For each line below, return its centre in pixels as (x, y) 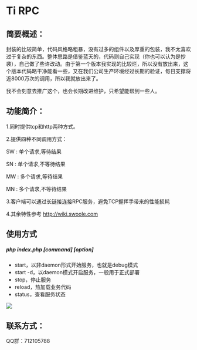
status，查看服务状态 (40, 294)
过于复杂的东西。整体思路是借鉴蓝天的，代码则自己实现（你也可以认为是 (93, 56)
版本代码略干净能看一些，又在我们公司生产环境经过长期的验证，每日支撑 (98, 71)
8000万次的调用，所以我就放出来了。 (56, 78)
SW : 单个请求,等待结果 (34, 152)
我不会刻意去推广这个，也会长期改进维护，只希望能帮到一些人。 (83, 91)
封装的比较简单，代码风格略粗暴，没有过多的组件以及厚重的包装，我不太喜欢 (98, 49)
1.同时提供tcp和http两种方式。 (42, 126)
